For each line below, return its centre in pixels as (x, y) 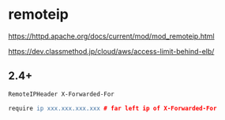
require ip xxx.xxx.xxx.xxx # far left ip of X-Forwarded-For (112, 108)
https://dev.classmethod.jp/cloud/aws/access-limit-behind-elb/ (111, 51)
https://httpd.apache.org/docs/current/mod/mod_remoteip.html (111, 36)
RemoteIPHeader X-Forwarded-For (61, 94)
